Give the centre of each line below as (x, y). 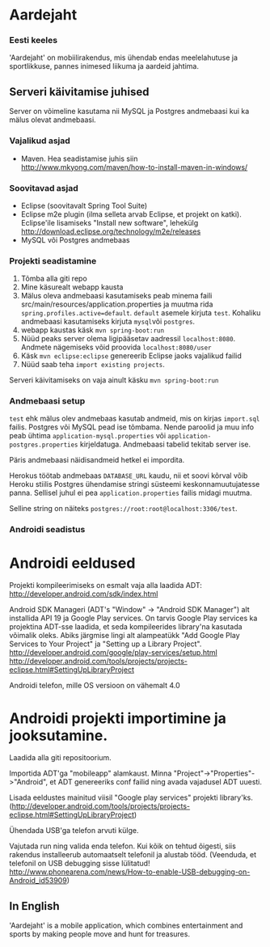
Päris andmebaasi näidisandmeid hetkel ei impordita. (97, 460)
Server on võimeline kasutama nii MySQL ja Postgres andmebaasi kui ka (129, 112)
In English (34, 906)
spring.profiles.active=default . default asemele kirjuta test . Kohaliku (141, 313)
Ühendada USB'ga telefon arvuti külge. (74, 831)
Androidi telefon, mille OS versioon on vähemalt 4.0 (95, 686)
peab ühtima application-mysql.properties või (88, 436)
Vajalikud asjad (40, 141)
